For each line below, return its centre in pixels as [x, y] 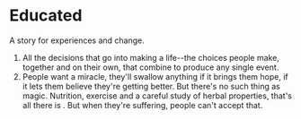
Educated [46, 16]
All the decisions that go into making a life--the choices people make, [151, 57]
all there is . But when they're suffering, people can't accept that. [142, 105]
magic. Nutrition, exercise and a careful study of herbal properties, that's [157, 96]
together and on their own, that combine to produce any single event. [150, 67]
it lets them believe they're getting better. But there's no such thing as [151, 86]
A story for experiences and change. [77, 40]
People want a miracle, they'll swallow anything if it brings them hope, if [155, 76]
